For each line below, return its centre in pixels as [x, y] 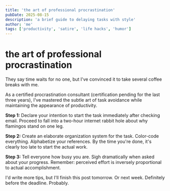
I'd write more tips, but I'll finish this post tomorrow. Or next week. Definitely [85, 178]
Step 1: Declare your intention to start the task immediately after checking [83, 115]
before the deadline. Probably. [37, 183]
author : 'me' [19, 24]
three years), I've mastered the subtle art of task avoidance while [74, 100]
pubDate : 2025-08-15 [27, 15]
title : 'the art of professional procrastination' [60, 10]
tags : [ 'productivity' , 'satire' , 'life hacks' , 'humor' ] [68, 29]
